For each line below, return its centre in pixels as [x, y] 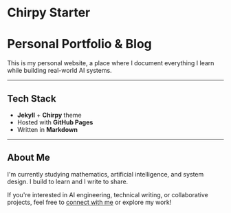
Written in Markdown [47, 129]
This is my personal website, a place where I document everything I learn [111, 63]
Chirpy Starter [49, 13]
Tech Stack [32, 99]
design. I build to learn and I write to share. [68, 181]
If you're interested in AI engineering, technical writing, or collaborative [108, 194]
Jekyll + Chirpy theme [49, 115]
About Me [29, 158]
